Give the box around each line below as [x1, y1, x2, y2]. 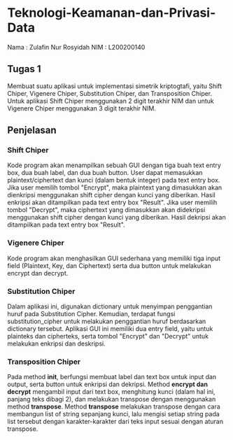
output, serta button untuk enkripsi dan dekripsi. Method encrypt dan [7, 380, 209, 389]
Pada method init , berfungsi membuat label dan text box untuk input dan [7, 373, 217, 381]
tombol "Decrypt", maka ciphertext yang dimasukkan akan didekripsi [7, 206, 206, 214]
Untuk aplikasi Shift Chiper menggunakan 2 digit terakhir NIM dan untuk [7, 97, 215, 105]
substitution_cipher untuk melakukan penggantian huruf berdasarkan [7, 317, 206, 326]
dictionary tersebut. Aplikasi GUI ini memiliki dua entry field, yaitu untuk [7, 325, 213, 333]
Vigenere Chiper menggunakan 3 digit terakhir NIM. [7, 104, 156, 113]
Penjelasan [7, 125, 57, 136]
